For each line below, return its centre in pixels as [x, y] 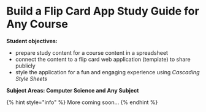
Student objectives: [32, 41]
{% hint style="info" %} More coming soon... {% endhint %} [82, 102]
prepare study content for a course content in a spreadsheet [92, 52]
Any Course [37, 24]
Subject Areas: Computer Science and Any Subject [73, 90]
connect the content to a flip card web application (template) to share [103, 59]
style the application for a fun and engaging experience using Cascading [107, 72]
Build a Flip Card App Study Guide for [103, 11]
